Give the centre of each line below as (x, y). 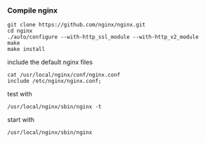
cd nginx (20, 31)
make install (26, 50)
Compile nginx (33, 10)
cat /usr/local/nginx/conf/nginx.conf (64, 75)
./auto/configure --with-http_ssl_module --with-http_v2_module (103, 37)
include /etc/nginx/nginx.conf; (54, 81)
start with (21, 120)
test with (20, 94)
